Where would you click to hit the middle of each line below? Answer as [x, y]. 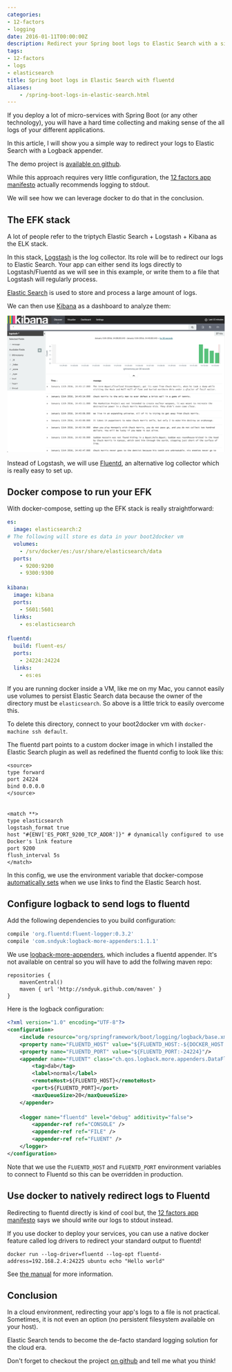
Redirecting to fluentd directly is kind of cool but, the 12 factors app [103, 1212]
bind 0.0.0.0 [26, 786]
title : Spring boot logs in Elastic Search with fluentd [91, 80]
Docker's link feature [40, 841]
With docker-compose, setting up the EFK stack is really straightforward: [110, 508]
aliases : [20, 87]
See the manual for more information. [60, 1274]
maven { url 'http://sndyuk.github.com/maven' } [91, 989]
